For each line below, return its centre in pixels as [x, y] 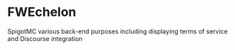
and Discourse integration [45, 38]
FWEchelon [42, 12]
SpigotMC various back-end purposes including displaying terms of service [117, 31]
